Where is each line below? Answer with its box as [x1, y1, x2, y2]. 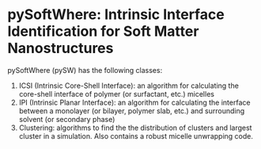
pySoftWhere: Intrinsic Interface [7, 6, 225, 24]
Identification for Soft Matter [7, 22, 199, 40]
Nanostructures [7, 40, 114, 57]
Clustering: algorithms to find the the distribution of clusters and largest [18, 123, 252, 132]
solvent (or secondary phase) [18, 114, 115, 124]
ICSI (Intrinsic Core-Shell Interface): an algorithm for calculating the [18, 81, 239, 90]
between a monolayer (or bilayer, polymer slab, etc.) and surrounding [18, 105, 245, 116]
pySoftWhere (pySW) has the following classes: [7, 65, 163, 74]
